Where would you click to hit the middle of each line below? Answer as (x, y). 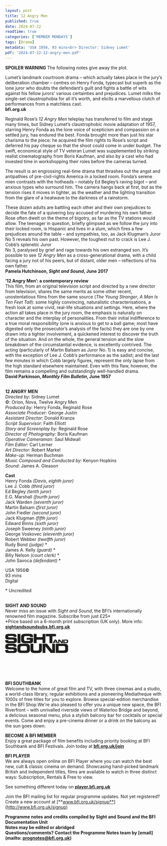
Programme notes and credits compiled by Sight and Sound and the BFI (81, 816)
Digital (12, 580)
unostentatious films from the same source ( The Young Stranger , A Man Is (82, 296)
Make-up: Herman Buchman (34, 455)
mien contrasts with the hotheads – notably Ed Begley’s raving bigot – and (81, 181)
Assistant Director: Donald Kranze (40, 418)
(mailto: (13, 838)
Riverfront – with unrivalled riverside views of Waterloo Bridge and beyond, (82, 709)
